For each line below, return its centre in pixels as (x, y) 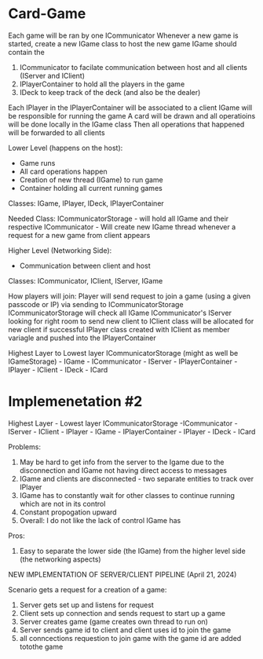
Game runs (37, 163)
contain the (26, 52)
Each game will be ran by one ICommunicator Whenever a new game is (123, 35)
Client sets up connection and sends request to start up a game (122, 613)
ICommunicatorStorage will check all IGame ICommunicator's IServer (120, 313)
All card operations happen (63, 171)
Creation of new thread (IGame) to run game (91, 179)
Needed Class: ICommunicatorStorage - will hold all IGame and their (119, 218)
